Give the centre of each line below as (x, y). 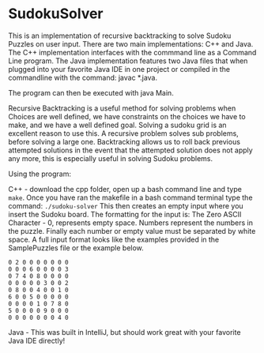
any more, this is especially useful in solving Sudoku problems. (111, 158)
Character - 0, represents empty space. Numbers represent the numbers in (130, 223)
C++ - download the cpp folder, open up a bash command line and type (125, 189)
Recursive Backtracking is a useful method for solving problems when (122, 108)
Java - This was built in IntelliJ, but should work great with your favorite (124, 332)
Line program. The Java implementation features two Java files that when (128, 61)
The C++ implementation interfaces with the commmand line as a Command (132, 52)
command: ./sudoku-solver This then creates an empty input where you (126, 205)
